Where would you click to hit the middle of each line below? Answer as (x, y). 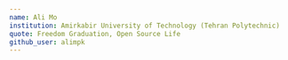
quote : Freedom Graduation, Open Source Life (95, 34)
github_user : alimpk (48, 42)
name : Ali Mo (33, 17)
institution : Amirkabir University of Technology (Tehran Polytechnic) (144, 26)
